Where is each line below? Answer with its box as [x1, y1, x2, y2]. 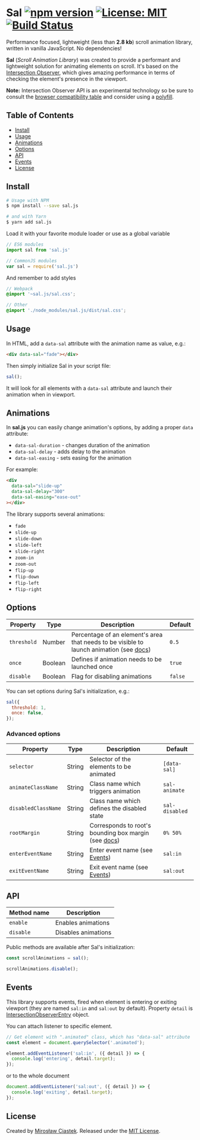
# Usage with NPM [6, 197, 49, 203]
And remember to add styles [6, 274, 76, 281]
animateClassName [9, 784, 58, 791]
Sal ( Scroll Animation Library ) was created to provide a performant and [6, 56, 180, 63]
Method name [9, 909, 49, 917]
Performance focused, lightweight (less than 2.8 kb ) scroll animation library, [6, 38, 193, 45]
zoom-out [14, 561, 37, 567]
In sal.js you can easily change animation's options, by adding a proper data [6, 424, 193, 431]
